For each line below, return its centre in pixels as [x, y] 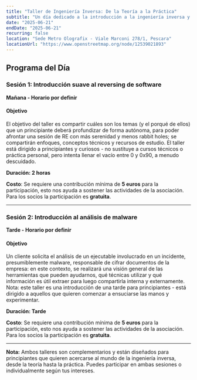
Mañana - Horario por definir [42, 97]
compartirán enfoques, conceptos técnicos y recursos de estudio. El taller [96, 142]
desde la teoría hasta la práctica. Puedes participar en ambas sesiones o [94, 365]
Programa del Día [38, 68]
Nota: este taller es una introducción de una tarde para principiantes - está [96, 287]
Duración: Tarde [26, 311]
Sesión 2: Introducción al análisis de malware [72, 217]
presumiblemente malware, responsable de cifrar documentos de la [88, 263]
